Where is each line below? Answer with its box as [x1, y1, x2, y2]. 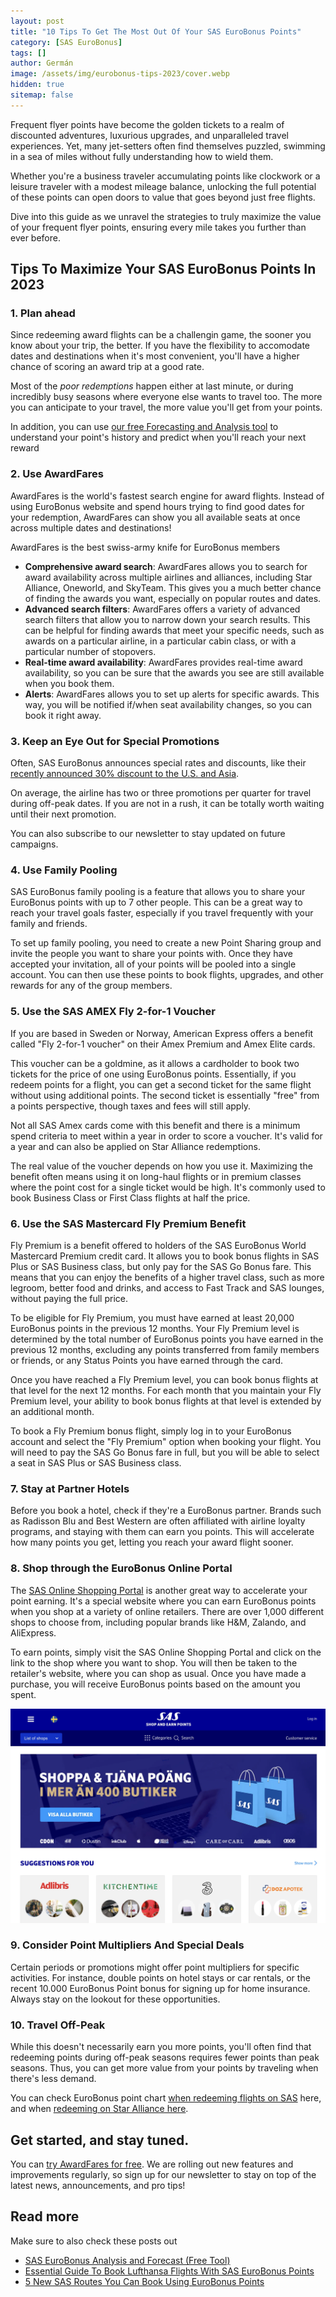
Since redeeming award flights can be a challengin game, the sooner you [10, 329, 312, 341]
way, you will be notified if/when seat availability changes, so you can [24, 698, 312, 710]
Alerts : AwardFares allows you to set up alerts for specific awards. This [24, 688, 320, 700]
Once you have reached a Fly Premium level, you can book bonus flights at [10, 1373, 319, 1385]
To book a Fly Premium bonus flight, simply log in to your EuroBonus [10, 1425, 292, 1437]
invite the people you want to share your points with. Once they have [10, 948, 294, 960]
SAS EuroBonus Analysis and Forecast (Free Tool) [24, 2254, 231, 2266]
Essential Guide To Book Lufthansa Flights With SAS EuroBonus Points [24, 2265, 315, 2277]
